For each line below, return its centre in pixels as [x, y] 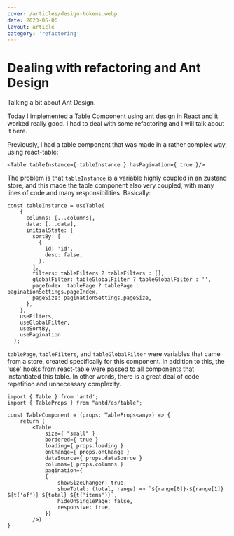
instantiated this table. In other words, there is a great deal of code [103, 377]
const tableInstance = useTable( [56, 206]
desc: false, [63, 255]
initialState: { [49, 230]
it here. [18, 131]
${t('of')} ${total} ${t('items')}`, [62, 495]
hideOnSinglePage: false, [95, 502]
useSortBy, [36, 329]
